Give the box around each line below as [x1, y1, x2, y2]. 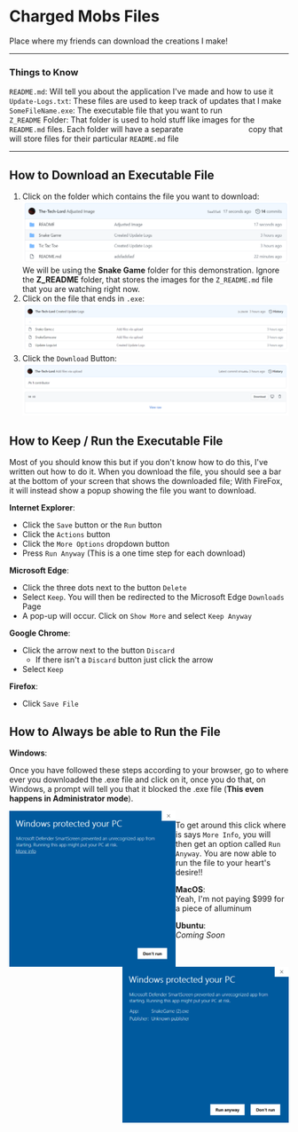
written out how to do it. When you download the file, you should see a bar [9, 466, 282, 477]
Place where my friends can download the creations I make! [9, 36, 228, 46]
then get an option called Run [176, 839, 281, 850]
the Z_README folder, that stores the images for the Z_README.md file [21, 274, 273, 285]
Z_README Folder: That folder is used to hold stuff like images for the [9, 115, 255, 125]
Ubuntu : [176, 921, 207, 931]
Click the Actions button [21, 529, 111, 540]
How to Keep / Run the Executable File [9, 433, 223, 448]
